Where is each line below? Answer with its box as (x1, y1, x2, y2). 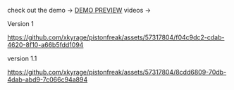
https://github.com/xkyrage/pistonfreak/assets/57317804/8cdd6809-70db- (7, 68, 227, 76)
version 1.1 (7, 54, 37, 63)
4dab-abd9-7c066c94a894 (7, 75, 88, 84)
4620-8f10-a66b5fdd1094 (7, 41, 84, 49)
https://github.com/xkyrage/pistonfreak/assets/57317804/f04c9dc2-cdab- (7, 33, 225, 41)
